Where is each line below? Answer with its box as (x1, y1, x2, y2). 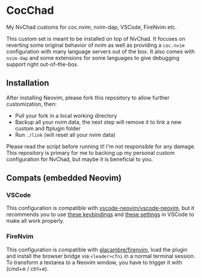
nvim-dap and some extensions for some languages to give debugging (6, 54, 179, 61)
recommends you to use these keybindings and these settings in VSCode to (6, 211, 194, 218)
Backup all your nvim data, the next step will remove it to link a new (14, 118, 182, 125)
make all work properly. (6, 217, 64, 225)
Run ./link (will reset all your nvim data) (14, 131, 116, 138)
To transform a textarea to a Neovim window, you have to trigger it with (6, 259, 182, 266)
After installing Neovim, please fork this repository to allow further (6, 94, 170, 101)
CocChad (6, 4, 54, 17)
